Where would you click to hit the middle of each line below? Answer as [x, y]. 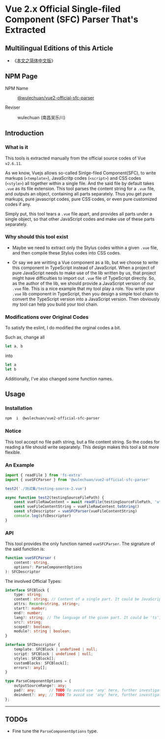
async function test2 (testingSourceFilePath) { [55, 498]
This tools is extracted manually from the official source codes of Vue [75, 158]
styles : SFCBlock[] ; [35, 658]
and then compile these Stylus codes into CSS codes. [67, 253]
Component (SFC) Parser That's [72, 19]
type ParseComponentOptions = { [38, 681]
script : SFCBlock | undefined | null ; [54, 654]
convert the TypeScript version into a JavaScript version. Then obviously [86, 299]
